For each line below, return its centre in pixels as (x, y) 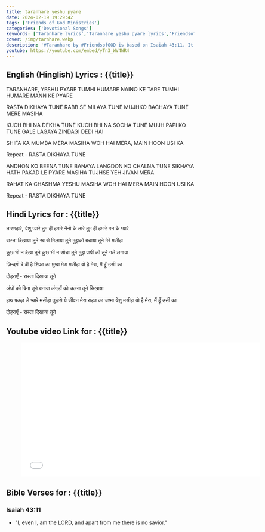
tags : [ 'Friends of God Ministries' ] (53, 23)
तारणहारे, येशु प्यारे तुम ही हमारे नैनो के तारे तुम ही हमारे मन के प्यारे (67, 229)
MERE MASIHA (24, 113)
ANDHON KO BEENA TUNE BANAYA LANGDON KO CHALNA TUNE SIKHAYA (100, 166)
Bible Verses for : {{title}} (54, 492)
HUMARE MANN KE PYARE (40, 96)
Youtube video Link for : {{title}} (67, 331)
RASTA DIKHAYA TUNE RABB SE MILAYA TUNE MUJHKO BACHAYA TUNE (98, 107)
